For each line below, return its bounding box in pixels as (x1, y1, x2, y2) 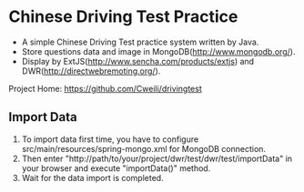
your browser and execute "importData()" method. (21, 162, 211, 174)
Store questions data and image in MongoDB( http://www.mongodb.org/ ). (21, 45, 296, 56)
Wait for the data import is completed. (21, 172, 165, 183)
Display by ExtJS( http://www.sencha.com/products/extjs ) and (21, 56, 255, 66)
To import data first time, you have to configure (21, 134, 199, 145)
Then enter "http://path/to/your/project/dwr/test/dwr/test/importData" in (21, 153, 293, 164)
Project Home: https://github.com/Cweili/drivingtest (8, 83, 202, 94)
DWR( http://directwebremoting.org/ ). (21, 66, 161, 76)
